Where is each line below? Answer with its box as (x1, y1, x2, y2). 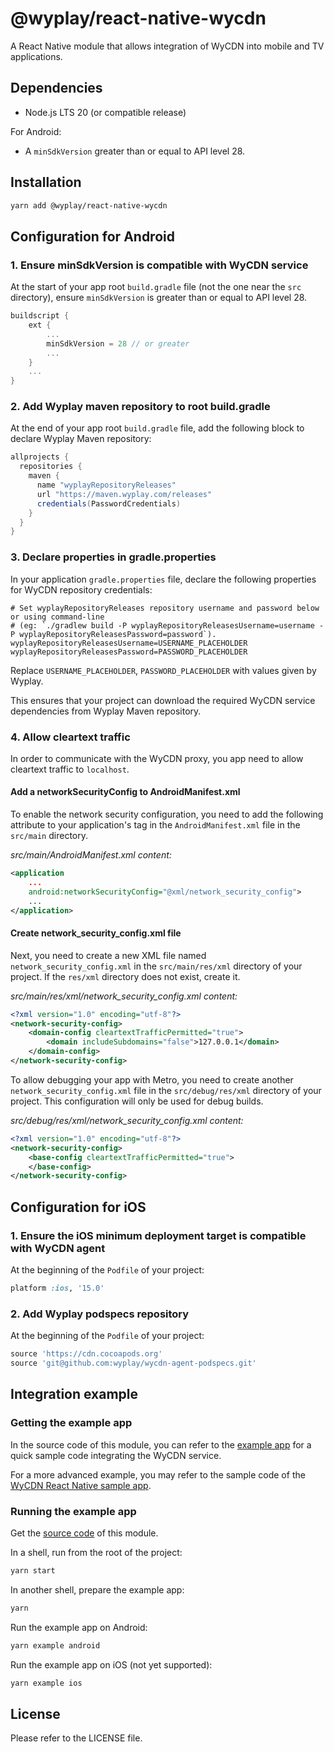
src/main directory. (10, 830, 88, 842)
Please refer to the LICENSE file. (10, 1732, 143, 1744)
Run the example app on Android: (10, 1621, 148, 1633)
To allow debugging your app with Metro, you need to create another (10, 1073, 294, 1086)
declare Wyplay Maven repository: (10, 433, 152, 445)
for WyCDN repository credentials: (10, 583, 153, 596)
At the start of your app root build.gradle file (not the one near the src (10, 281, 302, 293)
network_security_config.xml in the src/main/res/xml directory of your (10, 960, 303, 972)
